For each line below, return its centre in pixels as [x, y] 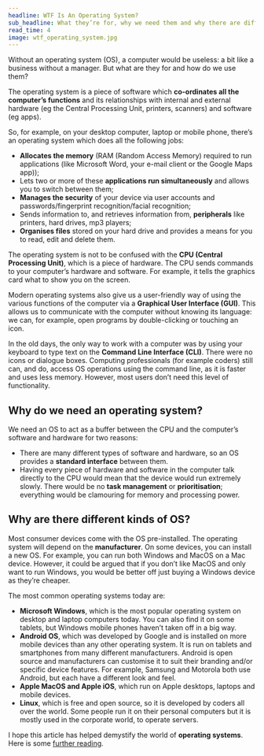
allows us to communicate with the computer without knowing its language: [130, 312]
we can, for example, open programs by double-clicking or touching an [123, 321]
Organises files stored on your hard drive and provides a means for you [136, 231]
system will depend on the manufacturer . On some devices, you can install [130, 547]
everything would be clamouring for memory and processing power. [130, 495]
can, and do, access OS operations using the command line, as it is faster [127, 369]
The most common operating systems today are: [87, 595]
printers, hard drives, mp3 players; [75, 223]
